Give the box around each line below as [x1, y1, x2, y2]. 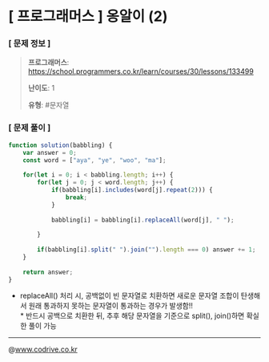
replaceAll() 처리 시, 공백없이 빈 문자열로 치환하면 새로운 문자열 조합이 [19, 291, 239, 301]
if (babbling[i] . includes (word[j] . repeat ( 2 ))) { [50, 186, 214, 194]
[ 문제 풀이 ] [8, 122, 51, 133]
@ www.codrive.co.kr [8, 344, 78, 354]
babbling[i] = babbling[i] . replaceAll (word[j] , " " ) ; [50, 216, 235, 224]
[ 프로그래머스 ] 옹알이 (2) [8, 7, 168, 26]
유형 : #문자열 [27, 100, 70, 110]
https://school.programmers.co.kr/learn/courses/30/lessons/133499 [27, 67, 254, 76]
